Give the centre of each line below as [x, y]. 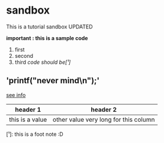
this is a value [28, 119]
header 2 [104, 109]
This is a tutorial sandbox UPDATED [49, 27]
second [24, 56]
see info [16, 95]
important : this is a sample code [47, 38]
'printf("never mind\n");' [53, 81]
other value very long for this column [104, 119]
